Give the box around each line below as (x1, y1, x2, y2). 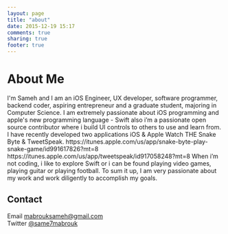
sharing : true (7, 36, 48, 42)
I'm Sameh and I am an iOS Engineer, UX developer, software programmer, (7, 94, 218, 102)
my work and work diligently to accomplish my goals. (7, 174, 158, 182)
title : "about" (7, 16, 51, 23)
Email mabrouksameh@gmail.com (7, 211, 104, 220)
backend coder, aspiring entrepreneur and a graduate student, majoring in (7, 101, 217, 109)
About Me (7, 71, 65, 87)
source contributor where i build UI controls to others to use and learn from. (7, 122, 222, 131)
